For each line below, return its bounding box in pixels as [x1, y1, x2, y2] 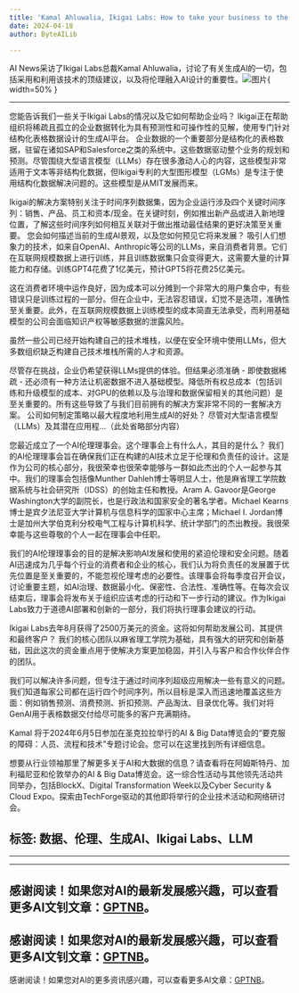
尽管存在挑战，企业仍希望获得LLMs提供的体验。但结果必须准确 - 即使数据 [9, 365, 279, 376]
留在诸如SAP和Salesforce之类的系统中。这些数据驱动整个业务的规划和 [32, 145, 290, 155]
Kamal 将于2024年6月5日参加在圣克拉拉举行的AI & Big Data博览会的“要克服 [9, 728, 287, 739]
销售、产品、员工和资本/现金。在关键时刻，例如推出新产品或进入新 [24, 208, 270, 219]
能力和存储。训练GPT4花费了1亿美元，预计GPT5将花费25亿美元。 [9, 264, 250, 275]
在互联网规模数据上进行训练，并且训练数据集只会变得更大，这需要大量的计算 [9, 252, 290, 263]
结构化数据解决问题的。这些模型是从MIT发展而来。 [16, 178, 203, 188]
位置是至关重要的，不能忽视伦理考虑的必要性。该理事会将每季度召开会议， [16, 570, 290, 581]
